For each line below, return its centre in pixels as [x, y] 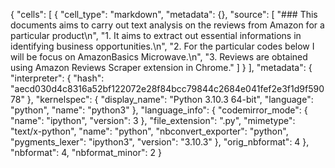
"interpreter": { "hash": [57, 78]
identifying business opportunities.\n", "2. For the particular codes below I [162, 46]
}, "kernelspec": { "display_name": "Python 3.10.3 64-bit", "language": [170, 99]
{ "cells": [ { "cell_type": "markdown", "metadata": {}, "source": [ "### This [164, 14]
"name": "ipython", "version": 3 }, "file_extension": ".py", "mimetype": [153, 120]
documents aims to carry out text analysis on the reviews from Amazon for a [167, 25]
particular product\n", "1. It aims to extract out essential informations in [156, 35]
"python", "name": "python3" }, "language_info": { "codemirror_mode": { [159, 110]
